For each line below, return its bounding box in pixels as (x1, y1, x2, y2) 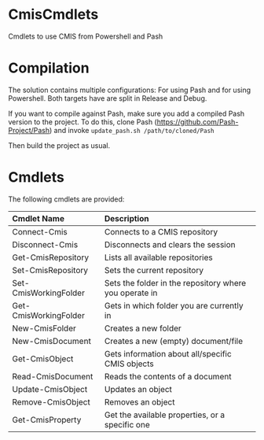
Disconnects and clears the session (104, 238, 236, 250)
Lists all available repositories (104, 252, 214, 263)
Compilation (8, 59, 90, 77)
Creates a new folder (104, 323, 182, 334)
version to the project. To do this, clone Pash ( (8, 116, 157, 127)
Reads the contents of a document (104, 371, 232, 382)
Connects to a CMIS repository (104, 226, 218, 237)
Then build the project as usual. (8, 140, 111, 150)
